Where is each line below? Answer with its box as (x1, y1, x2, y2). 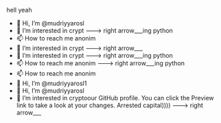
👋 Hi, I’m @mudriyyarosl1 (16, 79, 87, 87)
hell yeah (6, 6, 32, 14)
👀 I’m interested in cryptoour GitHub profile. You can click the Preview (16, 94, 214, 102)
